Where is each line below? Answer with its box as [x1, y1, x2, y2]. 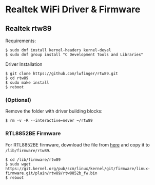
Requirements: [5, 38, 36, 44]
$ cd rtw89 [5, 76, 29, 81]
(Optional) [5, 96, 32, 103]
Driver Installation [5, 61, 43, 67]
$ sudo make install [5, 80, 50, 85]
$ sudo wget [5, 161, 31, 166]
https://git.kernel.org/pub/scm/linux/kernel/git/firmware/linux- [5, 166, 150, 171]
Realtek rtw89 [5, 24, 52, 33]
